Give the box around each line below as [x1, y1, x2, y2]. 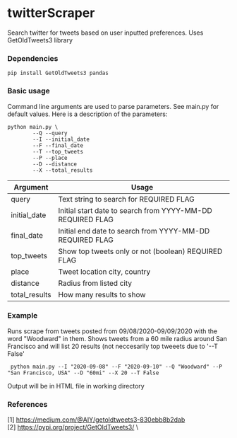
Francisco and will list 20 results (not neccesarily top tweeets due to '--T [7, 342, 219, 350]
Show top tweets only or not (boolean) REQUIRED [58, 246, 223, 256]
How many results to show [58, 289, 146, 299]
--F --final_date [32, 142, 83, 149]
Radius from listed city [58, 278, 133, 288]
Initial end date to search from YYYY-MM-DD [58, 226, 210, 236]
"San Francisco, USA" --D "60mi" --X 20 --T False [7, 369, 159, 376]
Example [7, 311, 38, 321]
